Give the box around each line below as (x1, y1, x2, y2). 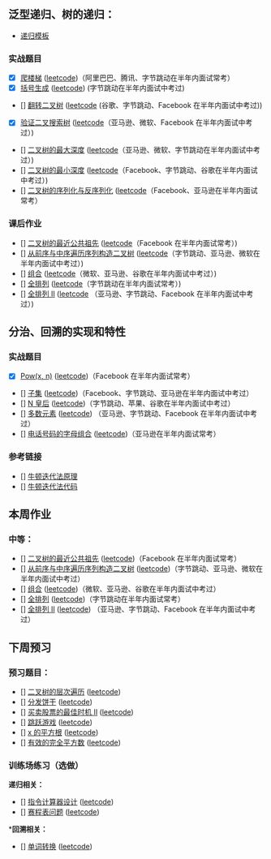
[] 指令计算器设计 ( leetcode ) (19, 797, 114, 807)
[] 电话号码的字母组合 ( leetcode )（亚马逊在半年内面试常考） (19, 429, 221, 439)
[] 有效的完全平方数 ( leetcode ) (19, 737, 122, 748)
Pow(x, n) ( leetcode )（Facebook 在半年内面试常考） (19, 372, 195, 381)
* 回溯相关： (8, 824, 49, 834)
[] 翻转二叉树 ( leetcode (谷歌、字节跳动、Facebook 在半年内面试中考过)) (19, 101, 263, 110)
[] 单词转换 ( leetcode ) (19, 842, 93, 852)
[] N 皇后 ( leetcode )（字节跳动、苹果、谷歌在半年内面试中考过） (19, 398, 235, 408)
